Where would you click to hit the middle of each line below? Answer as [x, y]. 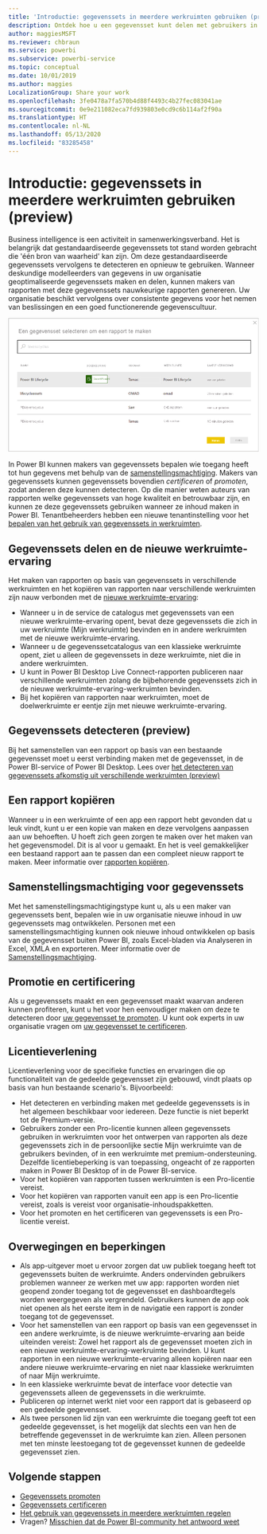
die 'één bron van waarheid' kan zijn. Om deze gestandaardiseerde [118, 256]
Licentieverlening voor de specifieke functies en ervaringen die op [117, 1070]
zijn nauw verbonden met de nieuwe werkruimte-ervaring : [103, 597]
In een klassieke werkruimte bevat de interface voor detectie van [126, 1384]
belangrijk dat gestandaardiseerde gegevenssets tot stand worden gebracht [133, 248]
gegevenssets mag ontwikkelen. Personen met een [92, 923]
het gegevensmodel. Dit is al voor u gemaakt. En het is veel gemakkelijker [128, 845]
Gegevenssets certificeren [63, 1505]
